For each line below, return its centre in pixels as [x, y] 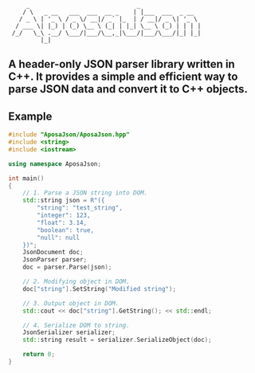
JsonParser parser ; [55, 260]
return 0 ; [39, 355]
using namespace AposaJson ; [55, 164]
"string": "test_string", [80, 208]
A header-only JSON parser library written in [122, 64]
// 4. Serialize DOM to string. [76, 325]
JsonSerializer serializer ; [69, 332]
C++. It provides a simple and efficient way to [123, 77]
